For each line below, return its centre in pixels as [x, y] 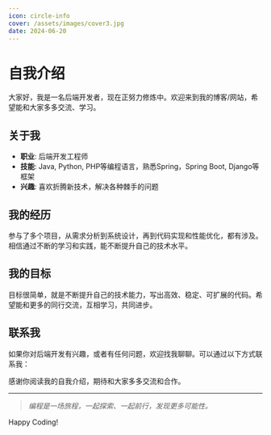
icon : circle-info [39, 16]
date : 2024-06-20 [38, 31]
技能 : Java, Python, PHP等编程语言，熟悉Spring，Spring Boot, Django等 [140, 167]
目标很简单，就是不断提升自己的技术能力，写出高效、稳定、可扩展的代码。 [132, 294]
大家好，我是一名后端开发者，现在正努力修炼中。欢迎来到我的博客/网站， [130, 97]
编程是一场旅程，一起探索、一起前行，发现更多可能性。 [120, 406]
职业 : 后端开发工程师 [54, 156]
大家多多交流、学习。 [65, 108]
